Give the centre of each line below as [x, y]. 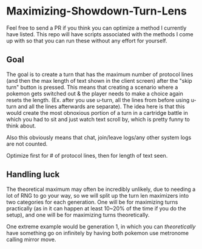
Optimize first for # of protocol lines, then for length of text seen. [87, 155]
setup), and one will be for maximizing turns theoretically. [78, 215]
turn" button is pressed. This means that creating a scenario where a [92, 87]
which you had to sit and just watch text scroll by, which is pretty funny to [98, 119]
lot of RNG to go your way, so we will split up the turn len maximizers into [98, 195]
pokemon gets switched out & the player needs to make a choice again [95, 93]
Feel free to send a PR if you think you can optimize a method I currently [96, 28]
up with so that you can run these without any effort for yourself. [87, 40]
